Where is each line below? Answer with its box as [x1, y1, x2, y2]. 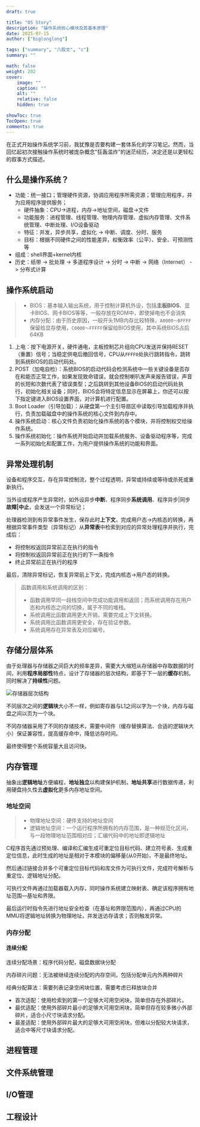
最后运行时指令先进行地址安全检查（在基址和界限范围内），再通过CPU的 [6, 904, 182, 912]
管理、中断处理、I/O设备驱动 [29, 221, 99, 228]
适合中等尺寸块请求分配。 [14, 1026, 78, 1033]
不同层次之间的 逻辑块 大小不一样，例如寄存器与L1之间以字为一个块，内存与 [6, 702, 189, 709]
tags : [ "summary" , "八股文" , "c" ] [6, 47, 89, 53]
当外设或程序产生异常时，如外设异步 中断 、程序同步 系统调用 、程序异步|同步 [6, 496, 190, 503]
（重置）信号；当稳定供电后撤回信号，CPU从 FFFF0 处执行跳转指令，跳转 [14, 350, 191, 358]
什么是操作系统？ [6, 174, 69, 184]
